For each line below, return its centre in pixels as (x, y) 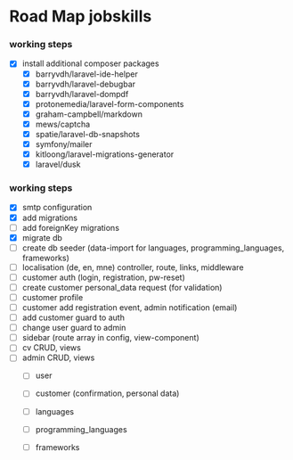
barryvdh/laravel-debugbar (85, 84)
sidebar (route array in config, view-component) (110, 338)
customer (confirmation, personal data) (107, 393)
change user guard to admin (74, 328)
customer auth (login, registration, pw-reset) (103, 277)
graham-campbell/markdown (89, 114)
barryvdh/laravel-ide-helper (86, 74)
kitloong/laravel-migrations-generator (105, 154)
